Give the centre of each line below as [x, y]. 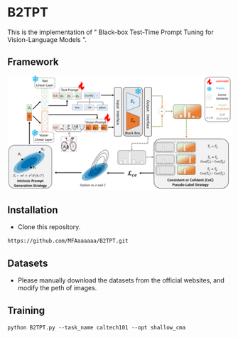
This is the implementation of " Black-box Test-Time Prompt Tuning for [111, 32]
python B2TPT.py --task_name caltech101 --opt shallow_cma [97, 327]
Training [26, 310]
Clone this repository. [49, 227]
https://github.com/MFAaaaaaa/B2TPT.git [68, 241]
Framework [33, 62]
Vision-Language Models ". [47, 39]
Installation [33, 210]
